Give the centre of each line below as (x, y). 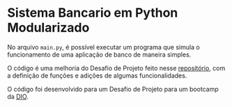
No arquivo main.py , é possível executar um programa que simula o (103, 47)
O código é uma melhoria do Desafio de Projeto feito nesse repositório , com (116, 68)
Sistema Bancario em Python (93, 13)
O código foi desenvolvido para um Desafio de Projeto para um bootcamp (113, 89)
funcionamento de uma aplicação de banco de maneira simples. (99, 55)
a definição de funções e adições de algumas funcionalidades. (97, 76)
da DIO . (18, 97)
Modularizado (48, 28)
